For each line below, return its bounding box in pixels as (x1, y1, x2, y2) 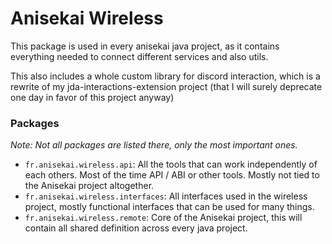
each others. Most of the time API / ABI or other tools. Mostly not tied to (24, 169, 320, 181)
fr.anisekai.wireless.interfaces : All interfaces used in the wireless (24, 190, 308, 202)
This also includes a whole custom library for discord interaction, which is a (10, 70, 321, 82)
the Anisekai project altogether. (24, 180, 155, 192)
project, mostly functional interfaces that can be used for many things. (24, 201, 315, 213)
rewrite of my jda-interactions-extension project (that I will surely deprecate (10, 80, 323, 92)
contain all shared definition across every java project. (24, 222, 248, 234)
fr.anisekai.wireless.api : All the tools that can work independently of (24, 158, 318, 171)
